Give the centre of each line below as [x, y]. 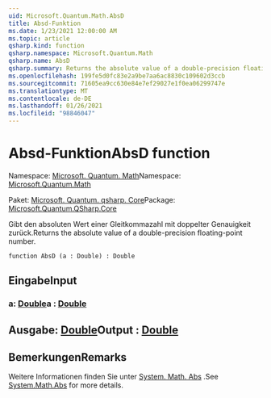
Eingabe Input [43, 281]
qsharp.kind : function [46, 46]
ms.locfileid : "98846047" [52, 114]
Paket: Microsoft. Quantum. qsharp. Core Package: [92, 199]
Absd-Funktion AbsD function [110, 153]
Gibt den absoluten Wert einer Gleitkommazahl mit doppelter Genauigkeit [130, 224]
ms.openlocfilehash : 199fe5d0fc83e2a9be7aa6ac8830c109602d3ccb [117, 76]
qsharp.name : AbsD [39, 61]
